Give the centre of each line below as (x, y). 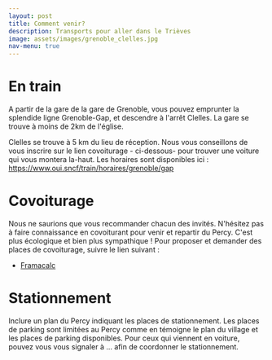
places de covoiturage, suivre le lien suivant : (84, 250)
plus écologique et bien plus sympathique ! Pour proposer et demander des (135, 241)
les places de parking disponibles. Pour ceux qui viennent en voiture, (124, 338)
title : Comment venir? (47, 24)
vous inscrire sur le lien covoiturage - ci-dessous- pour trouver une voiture (134, 151)
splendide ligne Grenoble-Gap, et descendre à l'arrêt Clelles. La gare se (129, 118)
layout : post (31, 16)
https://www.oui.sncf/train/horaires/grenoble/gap (91, 169)
